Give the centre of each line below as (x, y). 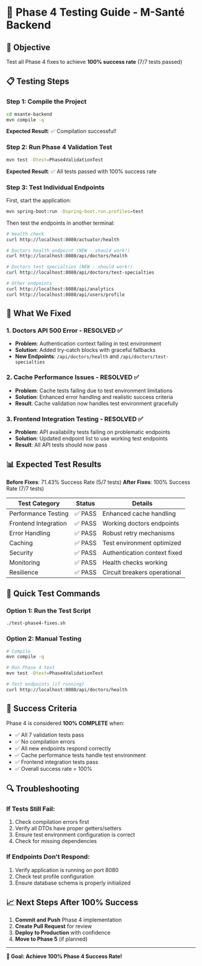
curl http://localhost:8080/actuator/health (63, 240)
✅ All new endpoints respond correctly (63, 748)
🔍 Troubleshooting (43, 789)
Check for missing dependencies (56, 841)
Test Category (39, 503)
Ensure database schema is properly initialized (73, 883)
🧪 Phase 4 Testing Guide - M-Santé (96, 12)
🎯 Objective (28, 47)
